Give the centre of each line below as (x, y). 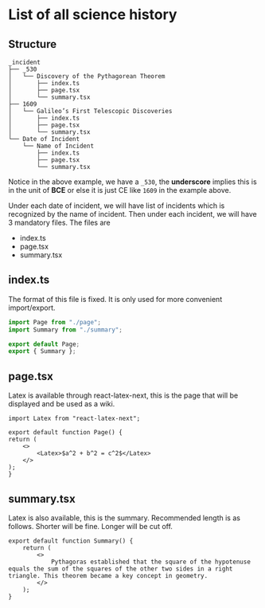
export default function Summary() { (71, 541)
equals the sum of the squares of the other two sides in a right (121, 569)
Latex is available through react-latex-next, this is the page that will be (123, 395)
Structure (33, 44)
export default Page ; (44, 344)
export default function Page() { (66, 433)
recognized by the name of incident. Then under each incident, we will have (132, 214)
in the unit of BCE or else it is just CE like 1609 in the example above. (120, 190)
